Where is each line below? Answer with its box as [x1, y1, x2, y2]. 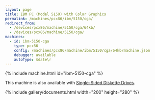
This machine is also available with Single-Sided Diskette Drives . [5, 80, 136, 86]
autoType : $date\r [14, 57, 52, 62]
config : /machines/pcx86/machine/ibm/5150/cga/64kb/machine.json [14, 48, 151, 53]
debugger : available [14, 52, 56, 58]
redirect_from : [5, 20, 36, 26]
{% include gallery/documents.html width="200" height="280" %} [5, 89, 140, 95]
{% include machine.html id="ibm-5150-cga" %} [5, 70, 103, 76]
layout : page [5, 7, 32, 12]
